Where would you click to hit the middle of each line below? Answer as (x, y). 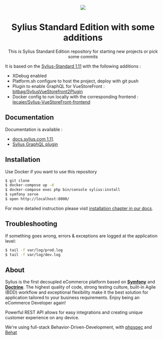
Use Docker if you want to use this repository (51, 171)
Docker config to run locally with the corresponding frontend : (75, 97)
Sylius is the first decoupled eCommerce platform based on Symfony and (80, 282)
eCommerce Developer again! (36, 303)
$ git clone (17, 181)
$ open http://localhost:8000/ (37, 199)
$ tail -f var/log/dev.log (33, 255)
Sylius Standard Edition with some (83, 27)
